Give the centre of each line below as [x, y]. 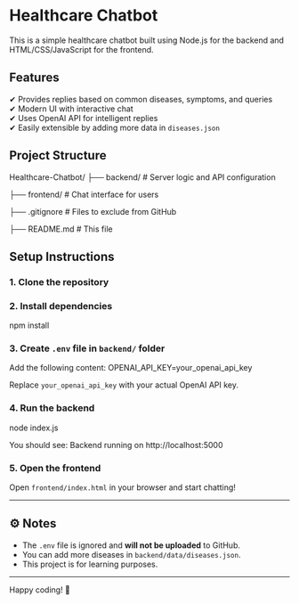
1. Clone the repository [59, 282]
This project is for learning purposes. [90, 564]
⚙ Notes [33, 523]
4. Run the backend [52, 408]
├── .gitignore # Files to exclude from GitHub [93, 211]
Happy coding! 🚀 [40, 590]
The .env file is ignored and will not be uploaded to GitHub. [131, 545]
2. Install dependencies [61, 306]
